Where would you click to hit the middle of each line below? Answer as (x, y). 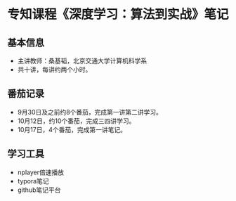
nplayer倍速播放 (41, 172)
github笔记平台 (39, 190)
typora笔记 (33, 181)
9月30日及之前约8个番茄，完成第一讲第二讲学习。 (90, 112)
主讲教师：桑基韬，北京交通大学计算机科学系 (82, 61)
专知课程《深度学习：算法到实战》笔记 (118, 14)
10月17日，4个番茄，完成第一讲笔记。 (72, 129)
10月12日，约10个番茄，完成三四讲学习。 (76, 121)
